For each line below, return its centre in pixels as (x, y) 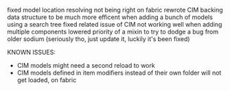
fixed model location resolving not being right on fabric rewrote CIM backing (115, 10)
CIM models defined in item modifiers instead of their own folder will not (119, 73)
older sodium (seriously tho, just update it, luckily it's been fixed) (99, 39)
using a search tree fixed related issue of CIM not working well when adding (115, 24)
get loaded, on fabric (47, 80)
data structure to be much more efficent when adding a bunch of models (110, 17)
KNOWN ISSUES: (32, 52)
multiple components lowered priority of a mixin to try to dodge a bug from (113, 31)
